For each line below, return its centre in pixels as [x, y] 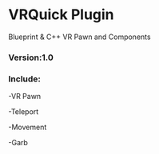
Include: [25, 79]
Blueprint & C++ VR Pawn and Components [79, 37]
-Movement [28, 127]
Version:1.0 [31, 57]
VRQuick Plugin [61, 15]
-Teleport [24, 112]
